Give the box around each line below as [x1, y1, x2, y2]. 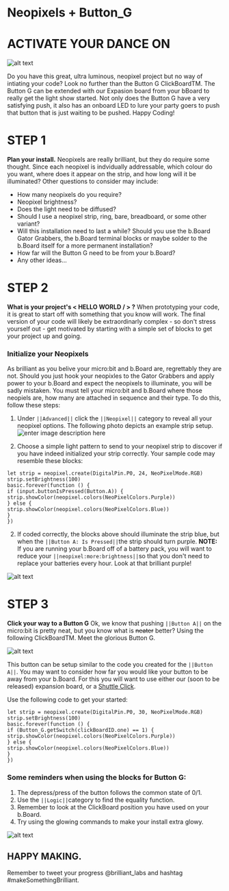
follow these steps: [7, 401, 60, 409]
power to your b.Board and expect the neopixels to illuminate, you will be [7, 379, 212, 388]
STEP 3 [7, 597, 49, 612]
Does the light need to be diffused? [16, 205, 116, 213]
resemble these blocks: [16, 457, 83, 465]
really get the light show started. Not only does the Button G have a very [7, 94, 211, 102]
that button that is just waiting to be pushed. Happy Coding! [7, 108, 175, 117]
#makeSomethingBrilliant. [7, 876, 80, 884]
